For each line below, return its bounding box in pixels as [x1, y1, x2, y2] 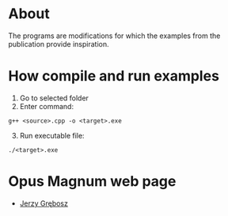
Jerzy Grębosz [19, 199, 69, 208]
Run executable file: [19, 131, 85, 140]
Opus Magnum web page [8, 172, 177, 191]
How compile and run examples [8, 67, 220, 85]
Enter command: [19, 101, 74, 111]
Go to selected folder [19, 93, 89, 103]
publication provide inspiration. [8, 39, 109, 48]
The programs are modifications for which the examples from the [8, 31, 221, 40]
